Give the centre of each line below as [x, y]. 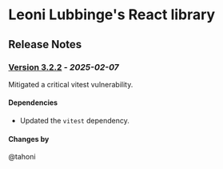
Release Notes [45, 44]
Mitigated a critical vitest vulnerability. [71, 84]
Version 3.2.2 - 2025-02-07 [64, 67]
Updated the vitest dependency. [74, 121]
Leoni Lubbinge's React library [112, 15]
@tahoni [22, 157]
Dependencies [33, 103]
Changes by [29, 139]
